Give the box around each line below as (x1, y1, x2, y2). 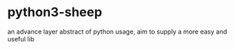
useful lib (7, 34, 34, 43)
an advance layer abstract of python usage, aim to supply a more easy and (7, 27, 228, 36)
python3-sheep (7, 4, 103, 20)
